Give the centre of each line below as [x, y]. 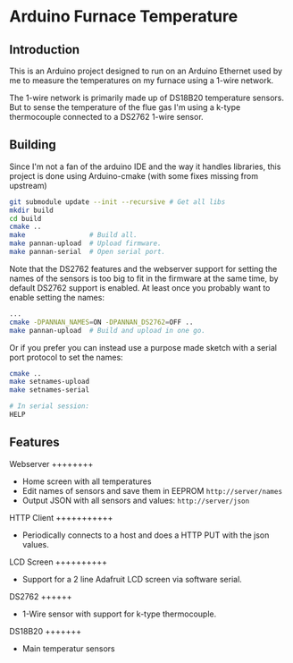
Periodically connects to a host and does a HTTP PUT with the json [146, 535]
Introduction [45, 50]
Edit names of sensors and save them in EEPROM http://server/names [152, 490]
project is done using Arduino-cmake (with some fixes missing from [134, 175]
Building [33, 145]
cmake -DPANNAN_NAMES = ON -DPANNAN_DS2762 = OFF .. [101, 322]
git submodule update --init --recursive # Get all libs [117, 202]
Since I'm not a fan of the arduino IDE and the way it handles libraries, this [145, 166]
